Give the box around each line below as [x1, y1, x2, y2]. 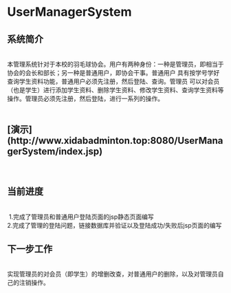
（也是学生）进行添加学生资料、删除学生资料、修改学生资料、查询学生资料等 [7, 86, 224, 94]
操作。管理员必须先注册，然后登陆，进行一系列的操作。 [7, 94, 164, 102]
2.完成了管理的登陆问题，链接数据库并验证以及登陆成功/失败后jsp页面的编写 [7, 221, 222, 229]
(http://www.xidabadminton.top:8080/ [7, 135, 178, 146]
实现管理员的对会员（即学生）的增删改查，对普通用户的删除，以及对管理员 [7, 270, 218, 279]
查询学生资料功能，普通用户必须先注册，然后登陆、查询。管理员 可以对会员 [7, 77, 220, 85]
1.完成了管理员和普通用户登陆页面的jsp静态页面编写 [8, 213, 155, 221]
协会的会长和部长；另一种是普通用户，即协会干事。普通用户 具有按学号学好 [7, 69, 220, 76]
